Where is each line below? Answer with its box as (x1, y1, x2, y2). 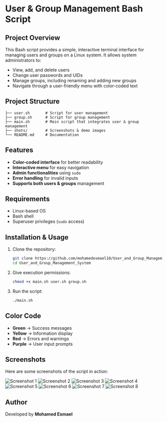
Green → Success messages (12, 325, 72, 331)
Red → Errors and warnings (12, 335, 69, 342)
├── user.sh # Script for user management (5, 110, 108, 115)
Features (5, 146, 33, 155)
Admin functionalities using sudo (12, 170, 81, 176)
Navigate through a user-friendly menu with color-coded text (12, 83, 138, 89)
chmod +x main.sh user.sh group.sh (12, 279, 87, 284)
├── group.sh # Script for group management (5, 115, 111, 120)
